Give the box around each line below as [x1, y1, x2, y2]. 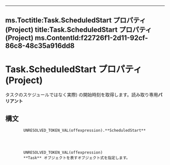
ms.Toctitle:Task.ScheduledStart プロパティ [5, 16, 146, 25]
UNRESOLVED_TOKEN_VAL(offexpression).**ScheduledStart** [23, 128, 146, 133]
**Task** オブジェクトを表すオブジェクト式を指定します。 [23, 155, 131, 160]
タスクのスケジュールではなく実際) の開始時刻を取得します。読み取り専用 [5, 92, 158, 98]
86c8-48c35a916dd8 [5, 41, 75, 50]
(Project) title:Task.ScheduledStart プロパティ [5, 26, 152, 34]
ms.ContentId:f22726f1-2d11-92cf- [34, 34, 148, 42]
